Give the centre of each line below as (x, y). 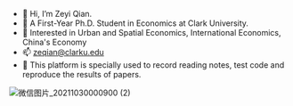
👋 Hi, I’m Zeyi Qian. (57, 14)
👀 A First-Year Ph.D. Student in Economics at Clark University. (135, 23)
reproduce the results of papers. (81, 74)
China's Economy (54, 42)
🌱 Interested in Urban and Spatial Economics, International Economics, (152, 33)
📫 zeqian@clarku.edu (63, 52)
